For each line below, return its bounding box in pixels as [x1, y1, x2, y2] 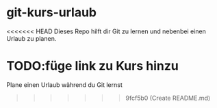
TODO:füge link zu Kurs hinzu [6, 58, 179, 74]
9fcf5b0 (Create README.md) [125, 94, 211, 102]
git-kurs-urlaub [6, 5, 97, 20]
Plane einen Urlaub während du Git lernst [6, 80, 123, 89]
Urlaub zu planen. [6, 34, 57, 42]
